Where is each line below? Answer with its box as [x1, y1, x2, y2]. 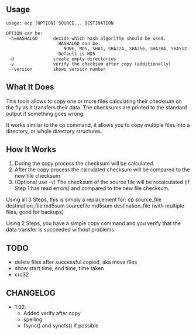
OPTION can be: [6, 30, 43, 36]
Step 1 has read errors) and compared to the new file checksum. [14, 185, 170, 192]
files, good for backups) [6, 209, 64, 216]
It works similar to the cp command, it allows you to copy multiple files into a [6, 121, 190, 128]
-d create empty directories [8, 56, 116, 62]
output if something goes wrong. [6, 110, 85, 117]
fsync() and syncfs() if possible [23, 322, 99, 329]
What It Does [6, 82, 54, 92]
